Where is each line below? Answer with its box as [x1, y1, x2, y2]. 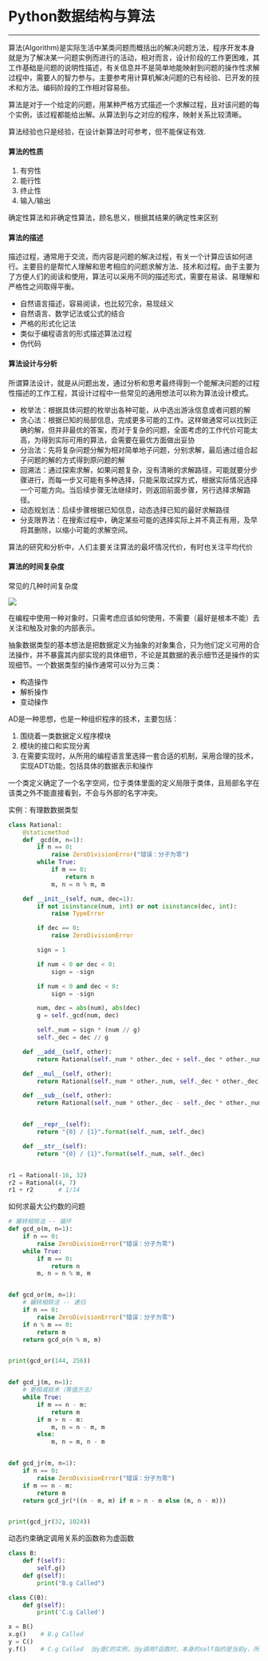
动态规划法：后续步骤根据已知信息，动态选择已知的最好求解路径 [19, 505, 230, 514]
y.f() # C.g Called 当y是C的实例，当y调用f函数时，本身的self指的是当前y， [8, 1645, 254, 1653]
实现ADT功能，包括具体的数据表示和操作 [19, 761, 154, 770]
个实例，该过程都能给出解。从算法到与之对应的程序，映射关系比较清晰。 [8, 110, 246, 119]
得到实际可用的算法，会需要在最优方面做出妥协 [41, 435, 195, 445]
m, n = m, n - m [50, 1438, 105, 1446]
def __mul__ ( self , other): [22, 1069, 112, 1078]
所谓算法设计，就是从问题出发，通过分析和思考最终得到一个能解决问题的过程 [8, 377, 260, 388]
